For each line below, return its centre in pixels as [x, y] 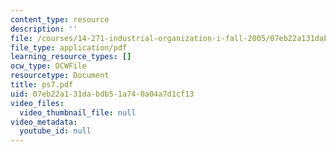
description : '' [44, 29]
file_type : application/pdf [69, 47]
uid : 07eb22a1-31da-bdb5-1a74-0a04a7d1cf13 [102, 94]
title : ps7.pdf [42, 85]
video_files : [37, 103]
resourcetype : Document [60, 76]
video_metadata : [44, 122]
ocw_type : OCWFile [48, 66]
